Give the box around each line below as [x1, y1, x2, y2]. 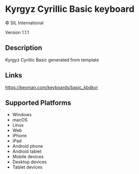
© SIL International [5, 20, 44, 26]
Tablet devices [12, 164, 43, 170]
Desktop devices [12, 159, 47, 165]
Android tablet [12, 148, 42, 154]
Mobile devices [12, 154, 44, 160]
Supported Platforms [5, 98, 71, 107]
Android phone [12, 143, 43, 149]
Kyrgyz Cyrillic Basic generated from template [5, 57, 99, 63]
